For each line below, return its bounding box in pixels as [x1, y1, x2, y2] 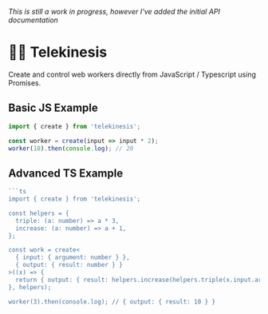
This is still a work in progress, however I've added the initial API [8, 7, 221, 16]
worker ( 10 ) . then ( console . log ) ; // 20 [8, 144, 134, 153]
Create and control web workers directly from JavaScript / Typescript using [8, 70, 257, 79]
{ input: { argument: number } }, [15, 253, 130, 262]
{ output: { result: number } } [15, 261, 124, 269]
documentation [8, 15, 58, 25]
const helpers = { [8, 209, 69, 217]
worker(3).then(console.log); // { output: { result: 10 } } [8, 297, 216, 306]
